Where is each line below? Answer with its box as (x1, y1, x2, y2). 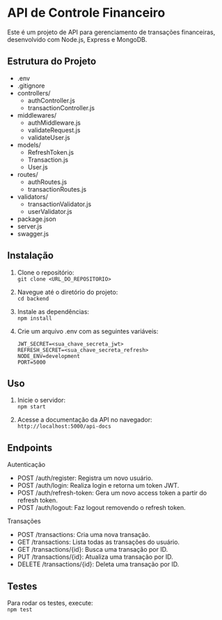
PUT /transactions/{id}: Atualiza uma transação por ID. (17, 552, 174, 561)
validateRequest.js (27, 125, 81, 134)
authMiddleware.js (27, 118, 81, 127)
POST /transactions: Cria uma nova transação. (17, 531, 151, 539)
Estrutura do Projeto (7, 56, 97, 68)
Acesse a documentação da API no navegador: (17, 416, 152, 424)
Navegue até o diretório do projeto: (17, 288, 118, 296)
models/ (17, 141, 42, 149)
